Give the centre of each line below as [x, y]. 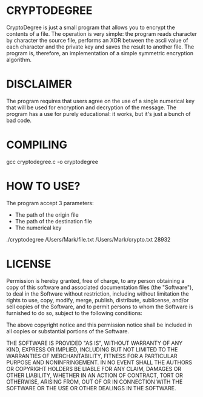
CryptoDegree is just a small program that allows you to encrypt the [91, 27]
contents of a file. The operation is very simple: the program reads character [102, 33]
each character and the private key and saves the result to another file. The [100, 47]
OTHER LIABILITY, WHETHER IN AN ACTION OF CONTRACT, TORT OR [95, 375]
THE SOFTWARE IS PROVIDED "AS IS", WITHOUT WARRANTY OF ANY [95, 343]
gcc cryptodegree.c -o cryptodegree [52, 161]
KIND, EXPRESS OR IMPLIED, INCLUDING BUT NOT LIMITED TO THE [92, 349]
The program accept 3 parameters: [50, 203]
